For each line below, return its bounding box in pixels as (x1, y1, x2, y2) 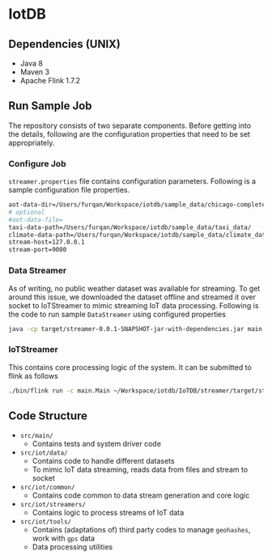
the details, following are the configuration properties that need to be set (8, 129, 251, 138)
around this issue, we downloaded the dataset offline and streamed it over (8, 292, 257, 302)
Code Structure (8, 409, 87, 422)
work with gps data (32, 533, 96, 543)
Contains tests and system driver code (32, 439, 162, 449)
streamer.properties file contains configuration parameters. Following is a (8, 176, 257, 186)
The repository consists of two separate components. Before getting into (8, 121, 252, 130)
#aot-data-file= (8, 215, 63, 223)
